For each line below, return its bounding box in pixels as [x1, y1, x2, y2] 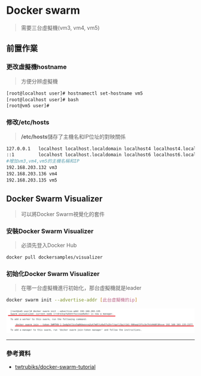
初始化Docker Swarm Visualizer [6, 269, 100, 278]
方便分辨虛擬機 [20, 77, 58, 84]
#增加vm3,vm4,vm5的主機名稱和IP [6, 158, 80, 165]
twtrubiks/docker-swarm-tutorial [14, 363, 96, 371]
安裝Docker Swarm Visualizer [6, 227, 94, 235]
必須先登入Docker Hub [20, 241, 77, 248]
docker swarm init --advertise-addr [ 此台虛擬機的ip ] [6, 297, 138, 303]
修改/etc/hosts [6, 118, 50, 126]
